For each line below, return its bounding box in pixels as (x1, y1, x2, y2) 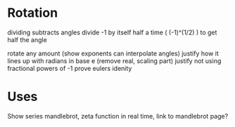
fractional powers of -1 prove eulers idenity (7, 64, 132, 72)
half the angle (7, 35, 47, 44)
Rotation (7, 5, 58, 21)
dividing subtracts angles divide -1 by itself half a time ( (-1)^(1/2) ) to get (7, 28, 217, 36)
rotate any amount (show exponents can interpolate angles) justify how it (7, 49, 220, 58)
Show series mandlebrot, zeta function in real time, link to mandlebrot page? (7, 112, 229, 120)
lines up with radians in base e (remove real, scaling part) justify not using (7, 56, 222, 65)
